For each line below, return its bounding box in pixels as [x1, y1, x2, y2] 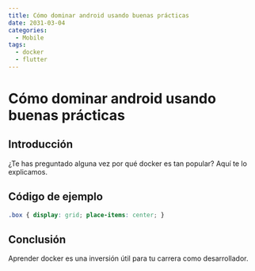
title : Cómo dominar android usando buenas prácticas [8, 11, 190, 20]
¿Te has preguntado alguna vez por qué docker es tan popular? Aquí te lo [8, 159, 248, 168]
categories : [8, 26, 48, 34]
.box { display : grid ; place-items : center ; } [8, 211, 165, 219]
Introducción [8, 137, 74, 151]
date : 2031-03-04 [8, 19, 66, 27]
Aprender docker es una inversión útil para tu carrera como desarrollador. [8, 254, 249, 263]
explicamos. [8, 167, 48, 176]
